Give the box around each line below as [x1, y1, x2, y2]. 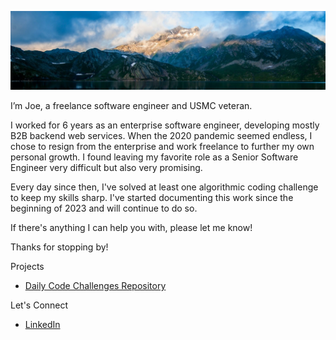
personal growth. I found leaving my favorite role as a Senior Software [10, 151, 299, 163]
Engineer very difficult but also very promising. [10, 162, 203, 173]
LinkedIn [24, 319, 61, 330]
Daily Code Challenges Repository [24, 280, 167, 291]
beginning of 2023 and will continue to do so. [10, 202, 198, 214]
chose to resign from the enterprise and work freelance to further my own [10, 141, 315, 152]
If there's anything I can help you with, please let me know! [10, 222, 253, 233]
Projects [10, 261, 45, 272]
